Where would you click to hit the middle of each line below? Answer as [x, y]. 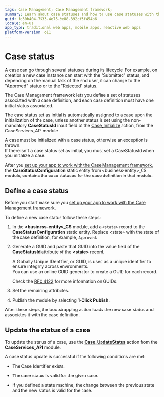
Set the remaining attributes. [41, 290]
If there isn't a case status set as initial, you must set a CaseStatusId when [80, 150]
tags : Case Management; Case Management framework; [59, 10]
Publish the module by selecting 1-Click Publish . [61, 300]
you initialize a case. [25, 155]
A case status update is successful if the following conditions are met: [75, 356]
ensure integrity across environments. [50, 266]
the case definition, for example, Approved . [55, 237]
